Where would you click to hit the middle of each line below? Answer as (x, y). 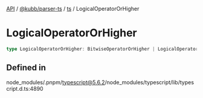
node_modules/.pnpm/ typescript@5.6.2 (56, 82)
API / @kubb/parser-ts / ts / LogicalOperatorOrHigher (73, 9)
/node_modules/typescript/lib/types (150, 82)
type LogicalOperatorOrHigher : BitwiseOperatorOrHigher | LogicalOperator (102, 49)
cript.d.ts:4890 (25, 88)
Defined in (26, 68)
